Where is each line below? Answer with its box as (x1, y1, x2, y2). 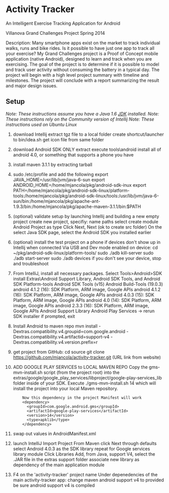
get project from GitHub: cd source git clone (13, 349, 105, 355)
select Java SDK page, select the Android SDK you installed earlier (13, 229, 151, 235)
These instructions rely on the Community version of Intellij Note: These (6, 116, 154, 122)
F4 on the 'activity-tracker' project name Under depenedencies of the (13, 471, 158, 477)
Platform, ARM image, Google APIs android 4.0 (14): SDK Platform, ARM (13, 297, 161, 303)
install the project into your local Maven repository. (13, 385, 118, 392)
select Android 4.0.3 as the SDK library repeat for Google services (13, 446, 150, 452)
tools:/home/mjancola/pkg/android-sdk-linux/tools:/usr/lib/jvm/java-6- (13, 193, 159, 199)
